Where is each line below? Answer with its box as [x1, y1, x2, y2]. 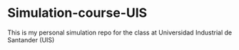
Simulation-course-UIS [7, 5, 148, 21]
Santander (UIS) [7, 35, 55, 44]
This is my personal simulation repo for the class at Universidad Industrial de [7, 28, 233, 37]
